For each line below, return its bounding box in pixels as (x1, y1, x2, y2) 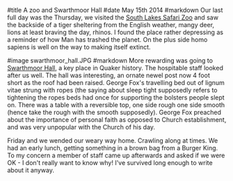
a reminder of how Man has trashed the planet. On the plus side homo (7, 36, 208, 44)
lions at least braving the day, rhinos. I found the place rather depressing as (7, 28, 224, 36)
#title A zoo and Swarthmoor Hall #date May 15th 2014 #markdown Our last (7, 6, 223, 14)
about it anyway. (7, 166, 54, 174)
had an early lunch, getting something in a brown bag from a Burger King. (7, 144, 218, 152)
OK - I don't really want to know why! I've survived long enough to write (7, 159, 214, 166)
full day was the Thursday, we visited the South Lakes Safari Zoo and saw (7, 13, 219, 22)
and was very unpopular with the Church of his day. (7, 123, 155, 131)
